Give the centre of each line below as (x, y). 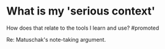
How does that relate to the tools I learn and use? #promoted (83, 28)
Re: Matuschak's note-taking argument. (56, 39)
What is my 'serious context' (81, 11)
